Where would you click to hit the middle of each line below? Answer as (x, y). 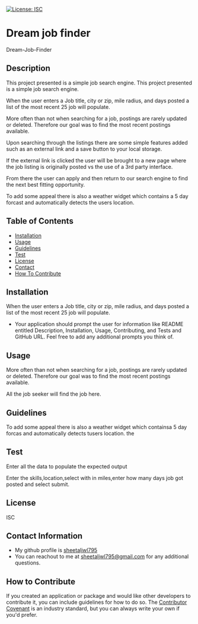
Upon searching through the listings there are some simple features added (97, 142)
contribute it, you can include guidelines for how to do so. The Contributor (97, 602)
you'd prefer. (22, 615)
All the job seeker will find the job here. (54, 394)
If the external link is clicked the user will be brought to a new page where (96, 160)
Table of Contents (40, 221)
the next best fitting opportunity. (46, 184)
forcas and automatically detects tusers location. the (70, 433)
